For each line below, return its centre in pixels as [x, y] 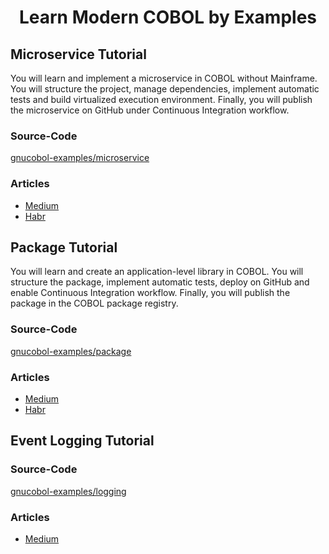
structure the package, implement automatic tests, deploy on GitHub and [160, 282]
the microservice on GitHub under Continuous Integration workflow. [150, 110]
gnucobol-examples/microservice [80, 158]
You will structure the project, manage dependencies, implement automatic [165, 89]
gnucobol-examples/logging [68, 491]
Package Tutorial [64, 247]
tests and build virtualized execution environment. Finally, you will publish [161, 99]
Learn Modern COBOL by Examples [168, 17]
